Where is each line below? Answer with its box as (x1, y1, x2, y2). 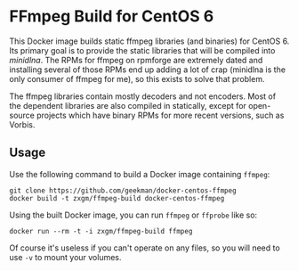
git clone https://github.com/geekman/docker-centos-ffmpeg (9, 185, 238, 195)
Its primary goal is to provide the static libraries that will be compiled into (9, 45, 276, 55)
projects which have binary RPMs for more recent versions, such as (36, 110, 285, 120)
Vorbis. (9, 119, 36, 130)
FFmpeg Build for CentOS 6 (9, 6, 214, 27)
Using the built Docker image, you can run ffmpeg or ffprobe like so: (9, 209, 258, 220)
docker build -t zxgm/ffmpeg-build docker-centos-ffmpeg (9, 193, 225, 202)
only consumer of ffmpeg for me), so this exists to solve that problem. (9, 73, 265, 84)
